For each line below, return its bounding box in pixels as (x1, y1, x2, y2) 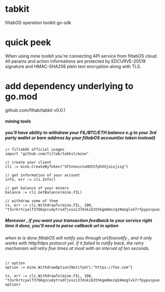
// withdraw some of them (5, 198, 58, 204)
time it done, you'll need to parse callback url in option (5, 222, 119, 228)
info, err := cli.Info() (5, 177, 56, 182)
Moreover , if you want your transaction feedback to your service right (5, 217, 152, 223)
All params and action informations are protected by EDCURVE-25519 (5, 58, 146, 64)
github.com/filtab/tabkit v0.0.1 (5, 107, 65, 113)
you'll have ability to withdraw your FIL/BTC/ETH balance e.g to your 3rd (5, 130, 157, 135)
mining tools (5, 119, 31, 124)
